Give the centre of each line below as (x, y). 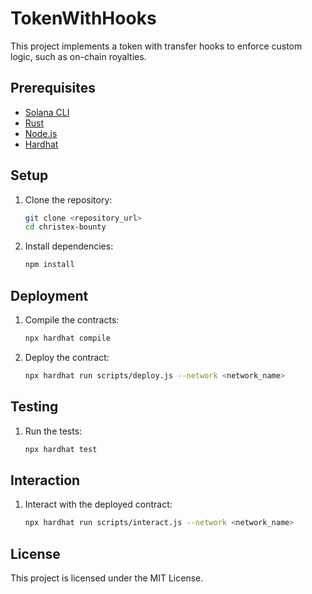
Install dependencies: (69, 246)
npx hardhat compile (67, 338)
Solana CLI (47, 112)
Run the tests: (53, 431)
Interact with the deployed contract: (98, 504)
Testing (34, 407)
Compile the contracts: (72, 320)
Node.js (41, 133)
